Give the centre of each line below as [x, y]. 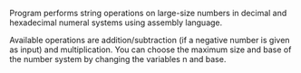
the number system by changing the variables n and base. [118, 59]
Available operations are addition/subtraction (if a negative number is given [150, 40]
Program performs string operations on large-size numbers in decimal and [148, 13]
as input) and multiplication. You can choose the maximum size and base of [150, 50]
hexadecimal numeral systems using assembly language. [116, 23]
